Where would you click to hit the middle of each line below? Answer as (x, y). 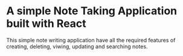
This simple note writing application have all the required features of (91, 40)
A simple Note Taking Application (92, 11)
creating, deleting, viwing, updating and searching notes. (77, 46)
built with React (46, 24)
